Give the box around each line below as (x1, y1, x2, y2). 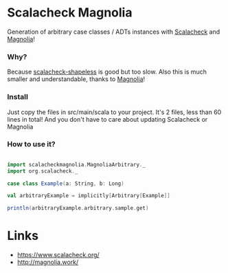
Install (7, 92, 29, 102)
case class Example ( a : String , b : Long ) (7, 180, 125, 187)
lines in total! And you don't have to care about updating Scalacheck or (7, 115, 208, 123)
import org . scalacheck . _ (7, 167, 78, 175)
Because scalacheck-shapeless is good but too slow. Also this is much (7, 67, 207, 76)
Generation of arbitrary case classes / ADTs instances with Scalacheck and (7, 28, 220, 36)
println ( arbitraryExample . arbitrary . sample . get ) (7, 205, 149, 212)
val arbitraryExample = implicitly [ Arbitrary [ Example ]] (7, 193, 170, 199)
